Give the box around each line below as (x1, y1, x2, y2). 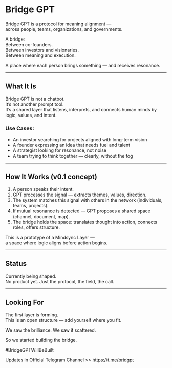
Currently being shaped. (5, 273, 57, 279)
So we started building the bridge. (5, 337, 77, 343)
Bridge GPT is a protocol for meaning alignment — (5, 21, 112, 27)
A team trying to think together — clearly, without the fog (12, 153, 133, 159)
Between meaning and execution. (5, 52, 76, 59)
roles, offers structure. (12, 224, 60, 230)
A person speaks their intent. (12, 186, 74, 192)
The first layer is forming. (5, 312, 59, 318)
